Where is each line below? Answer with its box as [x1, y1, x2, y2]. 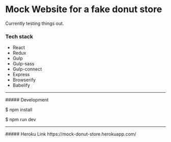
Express [12, 72, 30, 78]
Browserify [12, 77, 36, 83]
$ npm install [5, 106, 33, 113]
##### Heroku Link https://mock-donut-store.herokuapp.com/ [5, 131, 136, 137]
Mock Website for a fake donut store [5, 4, 162, 15]
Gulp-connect [12, 66, 42, 72]
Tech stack [5, 33, 33, 40]
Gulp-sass [12, 61, 35, 67]
